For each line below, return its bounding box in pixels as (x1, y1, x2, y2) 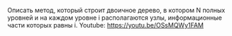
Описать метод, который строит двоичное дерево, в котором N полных (7, 6, 226, 14)
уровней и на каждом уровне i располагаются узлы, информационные (7, 13, 222, 22)
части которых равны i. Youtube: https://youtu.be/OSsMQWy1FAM (7, 21, 204, 29)
